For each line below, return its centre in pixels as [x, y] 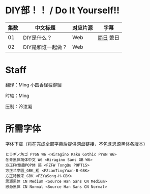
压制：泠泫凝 [19, 106]
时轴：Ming [17, 95]
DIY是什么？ [38, 38]
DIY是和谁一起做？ [45, 47]
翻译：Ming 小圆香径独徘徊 [34, 85]
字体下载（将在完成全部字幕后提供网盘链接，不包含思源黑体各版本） [77, 144]
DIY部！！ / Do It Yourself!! [63, 10]
